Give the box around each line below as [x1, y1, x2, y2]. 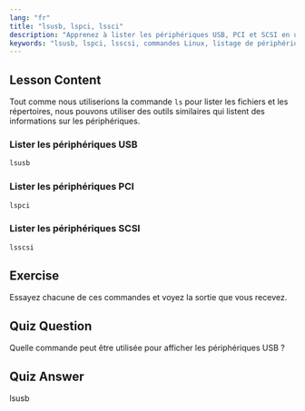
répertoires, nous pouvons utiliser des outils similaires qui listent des [9, 106, 266, 117]
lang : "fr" [9, 13, 51, 23]
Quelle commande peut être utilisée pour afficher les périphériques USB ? [9, 342, 286, 354]
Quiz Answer [9, 368, 84, 384]
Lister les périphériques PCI [9, 181, 134, 193]
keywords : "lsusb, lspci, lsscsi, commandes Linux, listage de [9, 38, 254, 48]
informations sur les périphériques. [9, 115, 141, 127]
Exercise [9, 268, 60, 283]
